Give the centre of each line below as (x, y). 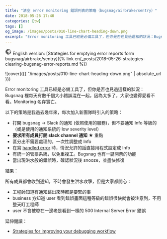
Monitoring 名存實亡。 (37, 102)
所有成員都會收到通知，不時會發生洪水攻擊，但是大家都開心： (68, 181)
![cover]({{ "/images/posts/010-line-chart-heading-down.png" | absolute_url (83, 74)
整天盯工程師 (25, 204)
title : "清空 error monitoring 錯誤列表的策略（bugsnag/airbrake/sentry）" (81, 10)
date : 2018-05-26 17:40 (30, 16)
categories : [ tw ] (23, 21)
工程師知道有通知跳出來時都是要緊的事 (51, 192)
